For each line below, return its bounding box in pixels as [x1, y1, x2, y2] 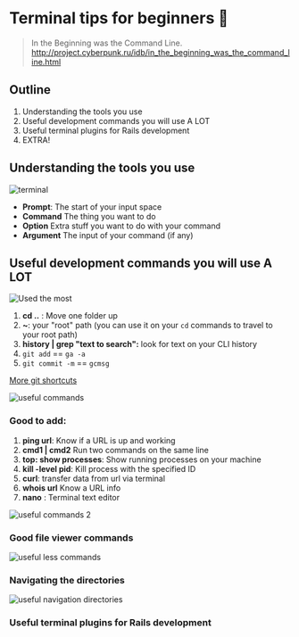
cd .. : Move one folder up [21, 310, 119, 321]
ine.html [30, 56, 62, 67]
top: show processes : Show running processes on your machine [21, 454, 262, 465]
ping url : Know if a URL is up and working [21, 434, 176, 445]
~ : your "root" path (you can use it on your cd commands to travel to [21, 320, 274, 331]
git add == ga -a [21, 348, 87, 360]
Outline [9, 82, 51, 97]
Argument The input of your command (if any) [21, 229, 194, 240]
